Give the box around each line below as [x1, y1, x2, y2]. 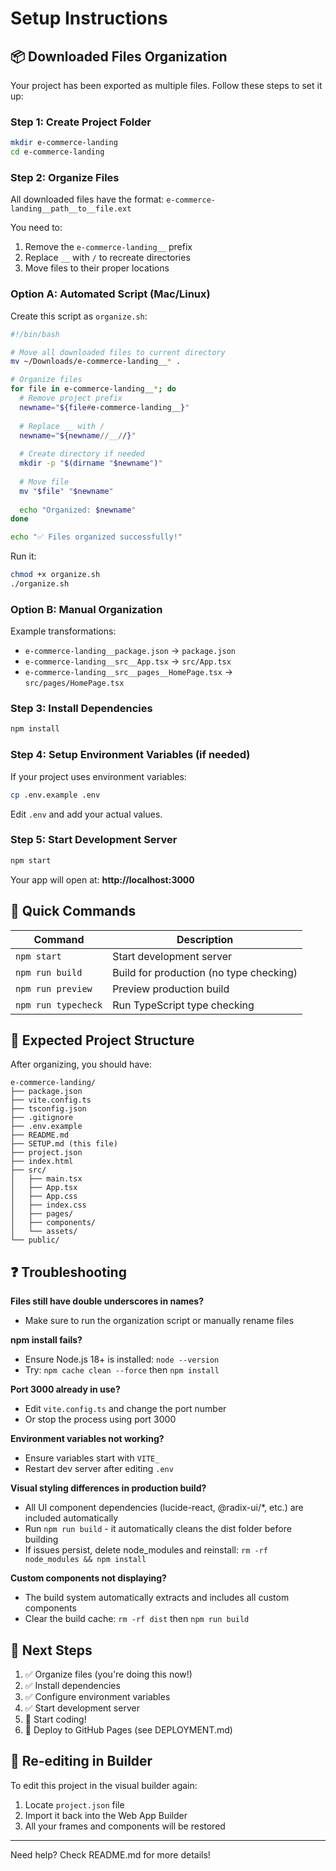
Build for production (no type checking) [112, 965, 298, 979]
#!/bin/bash [10, 329, 60, 339]
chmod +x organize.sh [10, 570, 101, 580]
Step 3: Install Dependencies [10, 702, 153, 716]
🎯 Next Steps [10, 1642, 93, 1659]
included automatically [24, 1512, 119, 1524]
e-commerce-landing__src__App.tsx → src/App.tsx [24, 655, 232, 667]
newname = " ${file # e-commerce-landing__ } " [19, 402, 190, 412]
